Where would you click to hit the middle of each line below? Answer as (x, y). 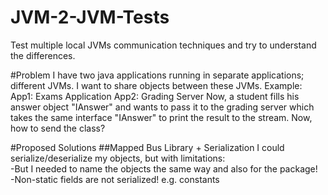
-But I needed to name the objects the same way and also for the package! (164, 168)
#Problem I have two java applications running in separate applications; (157, 75)
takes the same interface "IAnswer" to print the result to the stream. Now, (161, 117)
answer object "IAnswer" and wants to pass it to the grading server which (162, 107)
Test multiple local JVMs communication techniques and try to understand (163, 45)
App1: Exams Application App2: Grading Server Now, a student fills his (155, 96)
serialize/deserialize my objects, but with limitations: (118, 158)
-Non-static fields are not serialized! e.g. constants (115, 179)
